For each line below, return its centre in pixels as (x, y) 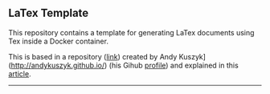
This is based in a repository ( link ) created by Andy (93, 56)
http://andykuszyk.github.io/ (58, 65)
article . (20, 74)
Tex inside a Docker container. (58, 41)
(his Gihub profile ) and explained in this (174, 65)
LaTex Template (49, 13)
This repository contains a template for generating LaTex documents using (131, 32)
